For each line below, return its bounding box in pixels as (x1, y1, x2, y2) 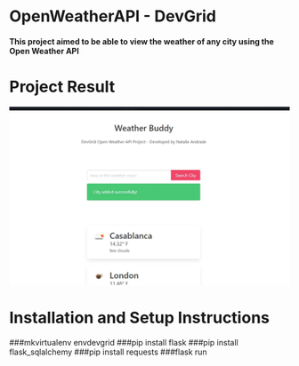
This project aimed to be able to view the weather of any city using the (9, 36, 274, 46)
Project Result (9, 76, 116, 97)
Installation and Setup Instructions (9, 308, 270, 328)
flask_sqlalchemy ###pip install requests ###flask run (9, 346, 207, 357)
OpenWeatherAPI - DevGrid (9, 6, 216, 27)
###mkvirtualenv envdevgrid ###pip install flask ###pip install (9, 338, 238, 348)
